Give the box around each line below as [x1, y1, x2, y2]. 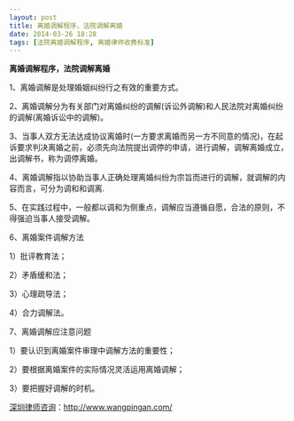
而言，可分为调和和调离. [16, 183, 105, 194]
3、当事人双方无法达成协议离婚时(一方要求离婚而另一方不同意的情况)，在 [9, 131, 276, 142]
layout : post [9, 12, 58, 22]
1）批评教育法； [9, 250, 67, 262]
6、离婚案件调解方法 [9, 232, 84, 242]
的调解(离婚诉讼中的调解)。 [9, 112, 109, 123]
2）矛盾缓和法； [9, 270, 69, 281]
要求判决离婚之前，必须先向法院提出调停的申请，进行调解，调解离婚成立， [16, 142, 289, 153]
